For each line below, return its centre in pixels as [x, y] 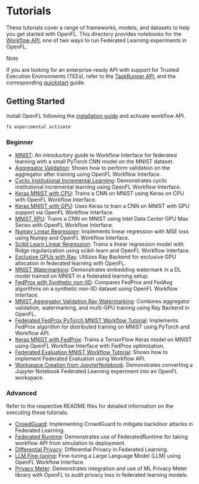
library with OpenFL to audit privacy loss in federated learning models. [101, 475]
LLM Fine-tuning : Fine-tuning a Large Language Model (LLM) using [98, 456]
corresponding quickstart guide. [46, 83]
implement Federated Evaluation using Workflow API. [80, 358]
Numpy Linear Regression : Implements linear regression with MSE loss [102, 231]
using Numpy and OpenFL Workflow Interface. [72, 238]
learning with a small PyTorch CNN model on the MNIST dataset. [94, 161]
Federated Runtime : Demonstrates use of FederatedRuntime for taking [101, 437]
